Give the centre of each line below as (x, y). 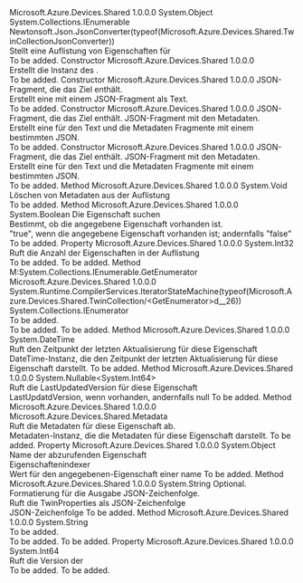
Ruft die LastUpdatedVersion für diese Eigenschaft (104, 387)
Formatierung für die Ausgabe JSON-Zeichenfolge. (105, 493)
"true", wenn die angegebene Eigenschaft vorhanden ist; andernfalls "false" (151, 234)
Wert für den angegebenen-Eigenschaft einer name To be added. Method (147, 474)
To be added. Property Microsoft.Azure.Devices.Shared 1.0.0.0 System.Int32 (151, 243)
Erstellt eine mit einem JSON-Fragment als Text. (99, 99)
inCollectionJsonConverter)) (62, 41)
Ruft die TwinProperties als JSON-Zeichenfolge (98, 503)
